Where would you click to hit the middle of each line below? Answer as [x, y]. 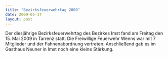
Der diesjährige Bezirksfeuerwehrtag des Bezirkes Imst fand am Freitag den [84, 33]
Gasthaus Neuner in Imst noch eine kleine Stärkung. [59, 49]
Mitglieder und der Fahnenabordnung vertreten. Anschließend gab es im [80, 44]
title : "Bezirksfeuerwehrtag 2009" [43, 10]
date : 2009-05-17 [24, 14]
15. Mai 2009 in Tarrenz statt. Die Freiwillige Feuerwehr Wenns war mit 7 [80, 38]
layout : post [19, 19]
